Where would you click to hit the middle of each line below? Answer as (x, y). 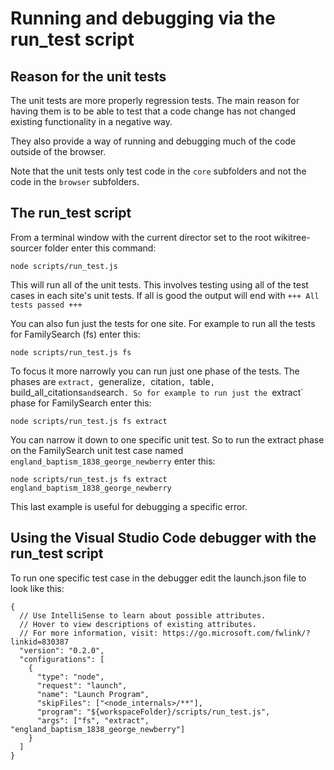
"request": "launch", (82, 685)
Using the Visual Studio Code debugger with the (163, 538)
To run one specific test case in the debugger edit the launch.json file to (158, 578)
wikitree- (292, 237)
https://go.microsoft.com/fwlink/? (236, 633)
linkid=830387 (40, 642)
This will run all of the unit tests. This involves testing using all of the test (159, 284)
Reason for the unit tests (88, 76)
